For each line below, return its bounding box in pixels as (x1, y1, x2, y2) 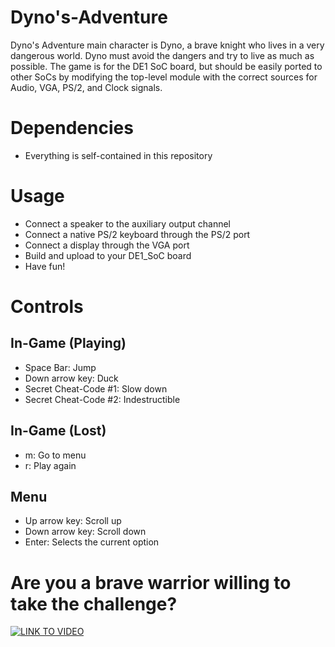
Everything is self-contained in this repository (24, 149, 213, 161)
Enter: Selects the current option (24, 536, 160, 548)
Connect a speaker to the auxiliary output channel (24, 217, 231, 230)
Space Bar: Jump (24, 361, 97, 373)
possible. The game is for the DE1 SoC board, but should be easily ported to (10, 60, 323, 72)
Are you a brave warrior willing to (10, 571, 292, 594)
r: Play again (24, 459, 77, 471)
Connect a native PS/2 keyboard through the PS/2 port (24, 228, 251, 240)
